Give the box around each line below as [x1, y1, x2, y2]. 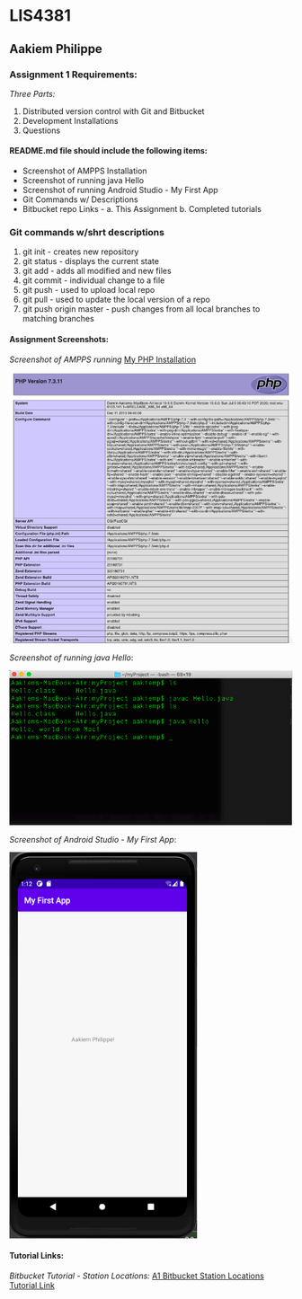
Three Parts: [9, 88, 56, 99]
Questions [22, 125, 61, 136]
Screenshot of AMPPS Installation [22, 165, 147, 176]
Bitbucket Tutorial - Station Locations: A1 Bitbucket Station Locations [9, 1270, 265, 1281]
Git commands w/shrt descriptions [9, 226, 164, 238]
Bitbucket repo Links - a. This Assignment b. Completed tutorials [22, 204, 262, 215]
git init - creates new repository [22, 246, 139, 257]
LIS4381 [9, 5, 72, 26]
